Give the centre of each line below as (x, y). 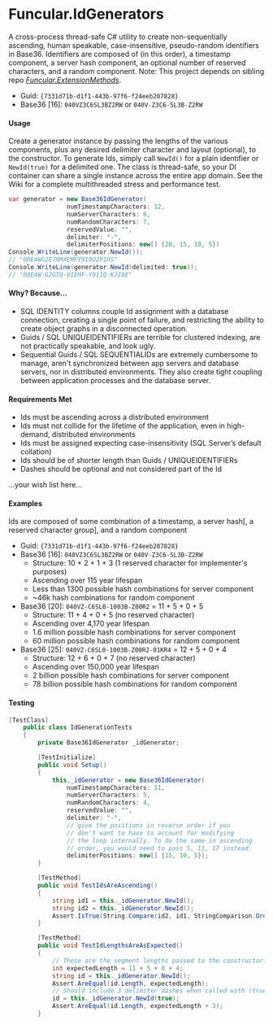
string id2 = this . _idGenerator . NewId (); (123, 908)
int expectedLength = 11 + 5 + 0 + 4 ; (117, 968)
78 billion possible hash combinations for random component (135, 684)
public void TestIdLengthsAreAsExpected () (110, 946)
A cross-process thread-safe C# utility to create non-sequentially (118, 37)
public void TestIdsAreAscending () (98, 886)
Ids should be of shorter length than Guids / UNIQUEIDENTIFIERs (129, 460)
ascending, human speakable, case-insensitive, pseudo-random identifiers (134, 45)
